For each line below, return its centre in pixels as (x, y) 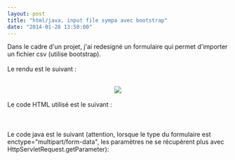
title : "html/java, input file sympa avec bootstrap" (88, 20)
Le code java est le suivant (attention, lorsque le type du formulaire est (109, 135)
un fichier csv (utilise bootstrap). (54, 54)
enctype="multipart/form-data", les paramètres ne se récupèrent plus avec (116, 142)
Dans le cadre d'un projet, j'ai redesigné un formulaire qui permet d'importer (117, 47)
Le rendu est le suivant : (42, 69)
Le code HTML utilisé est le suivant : (60, 105)
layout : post (26, 14)
